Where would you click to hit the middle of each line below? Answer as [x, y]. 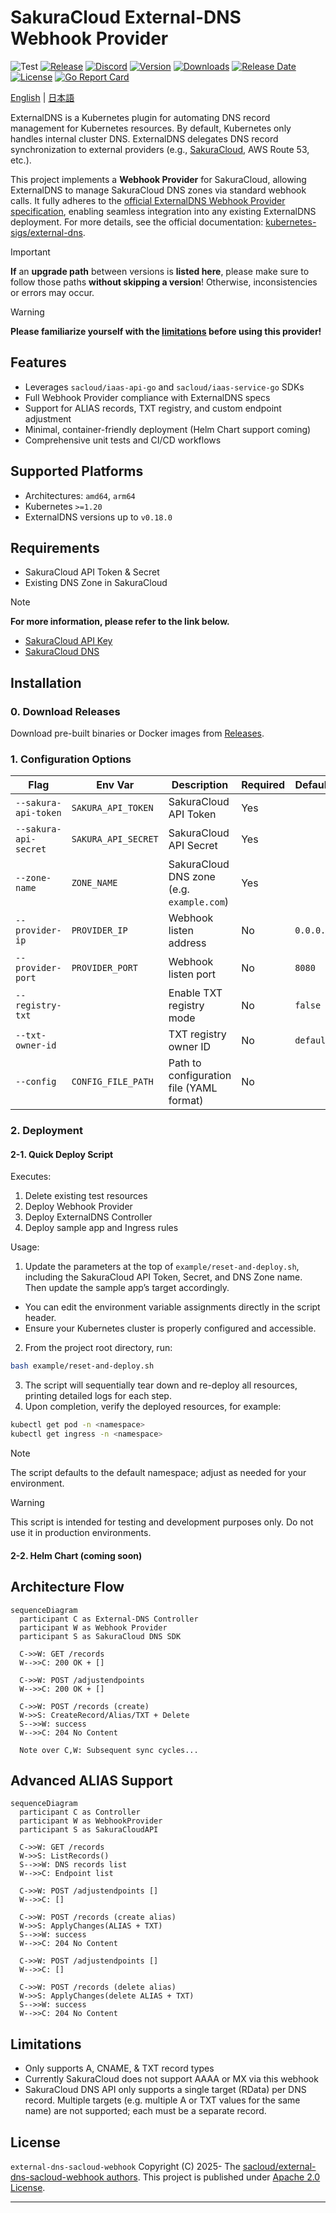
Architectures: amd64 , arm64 [80, 495]
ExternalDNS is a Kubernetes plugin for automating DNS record [140, 117]
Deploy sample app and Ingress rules [101, 1228]
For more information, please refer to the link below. [120, 622]
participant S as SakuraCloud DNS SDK [100, 1636]
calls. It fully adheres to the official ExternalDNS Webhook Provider [148, 200]
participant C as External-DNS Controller [109, 1619]
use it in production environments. [81, 1533]
